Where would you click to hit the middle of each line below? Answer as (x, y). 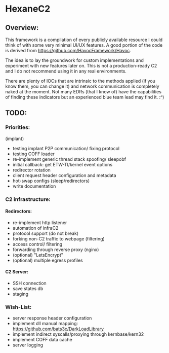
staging (20, 294)
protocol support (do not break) (46, 233)
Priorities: (18, 127)
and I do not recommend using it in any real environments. (66, 71)
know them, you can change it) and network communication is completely (82, 86)
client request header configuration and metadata (64, 175)
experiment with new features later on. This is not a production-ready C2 (81, 66)
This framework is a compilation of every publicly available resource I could (84, 40)
